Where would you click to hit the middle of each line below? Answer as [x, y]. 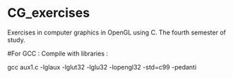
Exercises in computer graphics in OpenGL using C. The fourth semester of [116, 32]
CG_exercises [49, 13]
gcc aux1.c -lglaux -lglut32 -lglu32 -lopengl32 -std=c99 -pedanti [102, 67]
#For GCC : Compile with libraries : [58, 53]
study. [17, 39]
